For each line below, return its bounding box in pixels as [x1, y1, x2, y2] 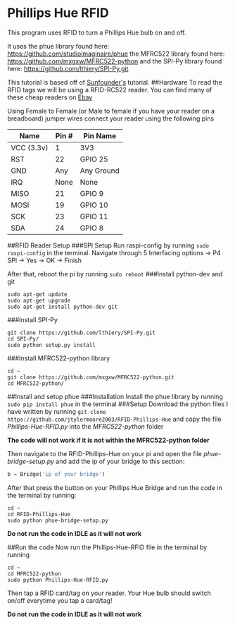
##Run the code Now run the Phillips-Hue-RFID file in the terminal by [7, 543, 208, 551]
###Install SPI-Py [7, 315, 58, 324]
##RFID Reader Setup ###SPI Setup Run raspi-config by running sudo [7, 241, 210, 250]
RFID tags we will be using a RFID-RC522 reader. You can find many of [7, 85, 212, 94]
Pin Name [83, 130, 117, 140]
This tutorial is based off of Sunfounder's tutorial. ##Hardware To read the [7, 78, 223, 86]
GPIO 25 [80, 154, 108, 164]
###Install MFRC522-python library [7, 354, 110, 362]
